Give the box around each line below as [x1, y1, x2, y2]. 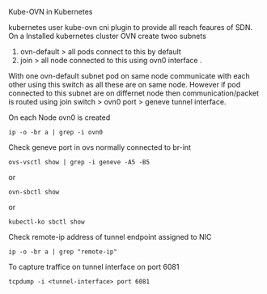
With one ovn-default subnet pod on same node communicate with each [8, 71, 251, 80]
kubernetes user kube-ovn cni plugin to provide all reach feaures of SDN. [8, 23, 253, 32]
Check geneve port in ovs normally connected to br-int [8, 143, 192, 152]
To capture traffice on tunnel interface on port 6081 [8, 262, 180, 271]
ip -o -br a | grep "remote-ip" [8, 248, 117, 256]
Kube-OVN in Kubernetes [8, 7, 93, 16]
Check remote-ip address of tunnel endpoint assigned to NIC [8, 232, 212, 241]
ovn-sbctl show [8, 188, 60, 196]
